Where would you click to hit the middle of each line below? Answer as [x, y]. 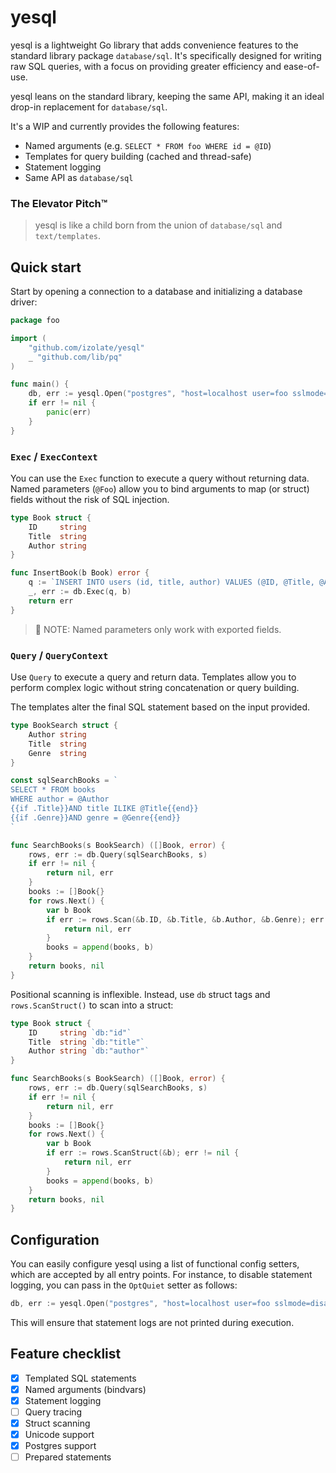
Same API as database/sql [79, 177]
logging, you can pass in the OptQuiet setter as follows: [124, 1285]
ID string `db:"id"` [80, 1032]
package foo [35, 321]
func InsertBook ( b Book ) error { [80, 573]
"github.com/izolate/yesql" [86, 347]
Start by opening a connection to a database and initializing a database [156, 292]
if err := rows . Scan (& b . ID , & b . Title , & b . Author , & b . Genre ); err [185, 919]
